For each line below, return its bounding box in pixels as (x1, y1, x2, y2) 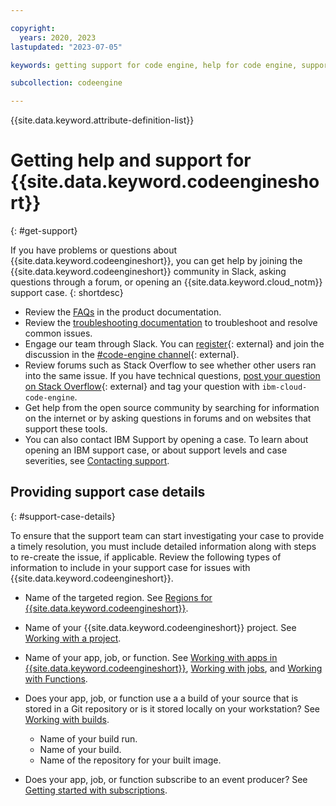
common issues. (24, 327, 93, 340)
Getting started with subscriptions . (24, 784, 168, 796)
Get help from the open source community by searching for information (24, 402, 320, 414)
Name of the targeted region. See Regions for (24, 591, 213, 603)
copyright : (10, 23, 56, 33)
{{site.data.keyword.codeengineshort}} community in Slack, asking (10, 266, 287, 278)
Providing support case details (10, 484, 206, 501)
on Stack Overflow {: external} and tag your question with (24, 381, 260, 393)
